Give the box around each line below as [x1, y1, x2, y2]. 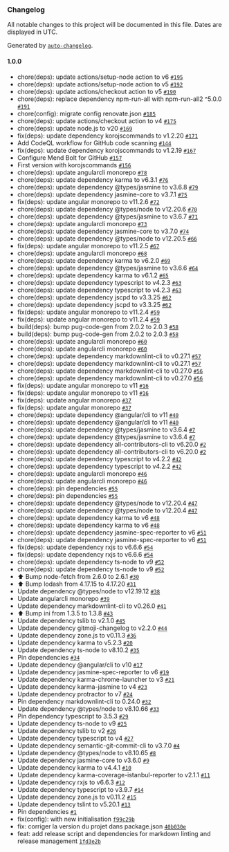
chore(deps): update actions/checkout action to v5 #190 [17, 87, 176, 95]
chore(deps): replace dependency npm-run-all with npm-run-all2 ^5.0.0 [17, 95, 222, 103]
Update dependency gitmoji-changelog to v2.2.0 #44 [17, 624, 167, 632]
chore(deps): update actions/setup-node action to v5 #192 [17, 80, 183, 88]
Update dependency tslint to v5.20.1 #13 [17, 800, 131, 808]
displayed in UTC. [7, 28, 58, 36]
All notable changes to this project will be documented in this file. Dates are [7, 21, 223, 29]
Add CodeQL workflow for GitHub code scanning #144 [17, 138, 172, 147]
